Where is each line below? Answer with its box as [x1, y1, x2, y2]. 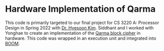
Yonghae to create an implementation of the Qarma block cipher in [5, 30, 141, 36]
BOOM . [5, 40, 20, 46]
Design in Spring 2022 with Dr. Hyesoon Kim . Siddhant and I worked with [5, 25, 154, 30]
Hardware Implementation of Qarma [5, 3, 156, 15]
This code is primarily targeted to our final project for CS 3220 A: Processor [5, 20, 160, 25]
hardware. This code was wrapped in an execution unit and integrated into [5, 35, 157, 41]
